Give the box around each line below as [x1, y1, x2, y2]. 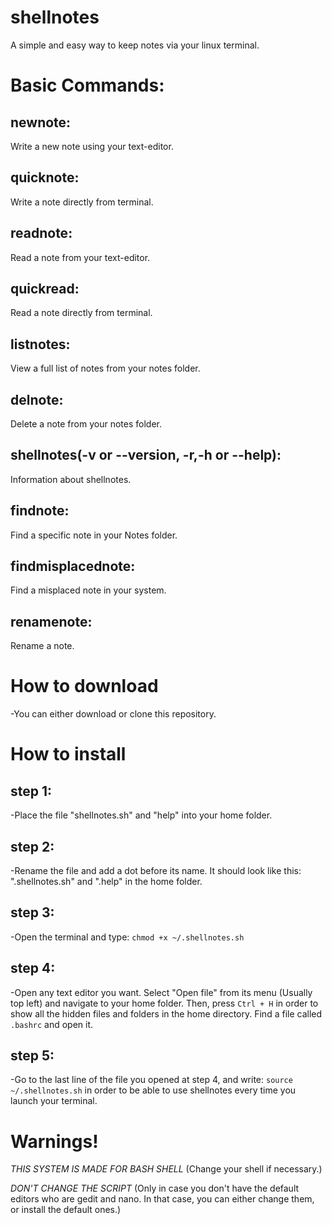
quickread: [10, 280, 80, 297]
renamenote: [10, 613, 93, 630]
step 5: [10, 1047, 55, 1065]
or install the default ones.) [10, 1204, 122, 1216]
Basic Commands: [10, 74, 165, 97]
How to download [10, 675, 159, 698]
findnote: [10, 502, 70, 520]
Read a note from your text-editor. [10, 251, 151, 263]
